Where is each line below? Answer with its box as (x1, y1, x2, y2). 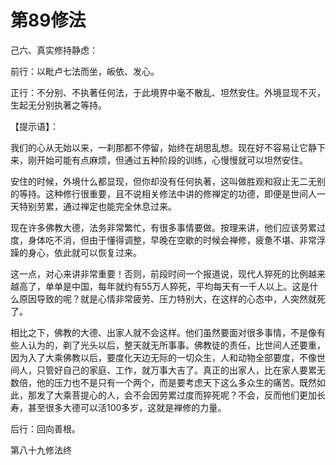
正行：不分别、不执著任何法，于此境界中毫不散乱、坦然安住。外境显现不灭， (10, 86, 326, 98)
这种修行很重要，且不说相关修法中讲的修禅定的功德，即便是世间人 (44, 187, 317, 200)
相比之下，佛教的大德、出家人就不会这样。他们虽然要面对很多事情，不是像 (10, 326, 317, 338)
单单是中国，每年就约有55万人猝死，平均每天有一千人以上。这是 (44, 280, 310, 292)
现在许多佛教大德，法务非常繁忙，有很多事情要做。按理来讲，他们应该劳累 (10, 221, 317, 233)
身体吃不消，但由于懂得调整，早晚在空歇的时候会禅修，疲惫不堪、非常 (27, 234, 317, 246)
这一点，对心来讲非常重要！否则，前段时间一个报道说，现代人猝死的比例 (10, 267, 308, 280)
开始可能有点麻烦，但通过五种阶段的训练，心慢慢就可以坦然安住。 (36, 154, 308, 166)
